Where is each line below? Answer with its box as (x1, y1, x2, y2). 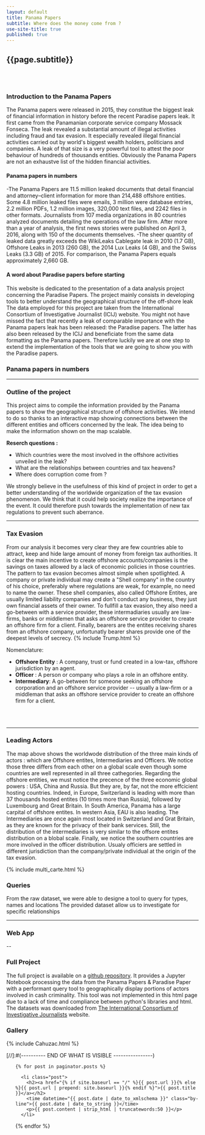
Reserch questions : (6, 439, 58, 447)
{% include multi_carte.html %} (6, 866, 85, 873)
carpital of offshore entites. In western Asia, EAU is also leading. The (6, 808, 179, 816)
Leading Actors (6, 736, 53, 745)
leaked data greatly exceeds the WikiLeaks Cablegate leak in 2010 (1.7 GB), (6, 238, 195, 245)
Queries (6, 881, 31, 889)
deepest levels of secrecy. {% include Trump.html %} (6, 634, 140, 641)
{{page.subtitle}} (6, 54, 74, 65)
